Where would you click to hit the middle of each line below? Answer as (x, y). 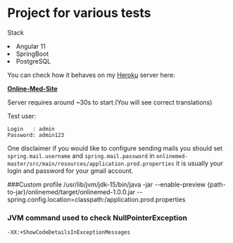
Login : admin (31, 129)
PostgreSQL (34, 61)
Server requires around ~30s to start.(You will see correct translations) (110, 102)
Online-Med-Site (32, 88)
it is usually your (199, 163)
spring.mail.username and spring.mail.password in (81, 155)
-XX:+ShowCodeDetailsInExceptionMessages (69, 232)
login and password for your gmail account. (70, 170)
